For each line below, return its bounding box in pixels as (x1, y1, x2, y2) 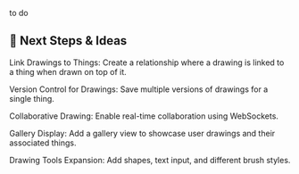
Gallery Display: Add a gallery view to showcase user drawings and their (9, 128, 276, 138)
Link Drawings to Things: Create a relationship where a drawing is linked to (9, 57, 285, 68)
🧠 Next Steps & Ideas (9, 33, 128, 48)
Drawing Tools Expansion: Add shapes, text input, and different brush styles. (9, 154, 291, 165)
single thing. (9, 93, 55, 104)
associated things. (9, 137, 77, 148)
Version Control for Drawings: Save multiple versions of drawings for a (9, 84, 269, 95)
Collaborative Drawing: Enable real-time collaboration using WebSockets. (9, 111, 279, 121)
